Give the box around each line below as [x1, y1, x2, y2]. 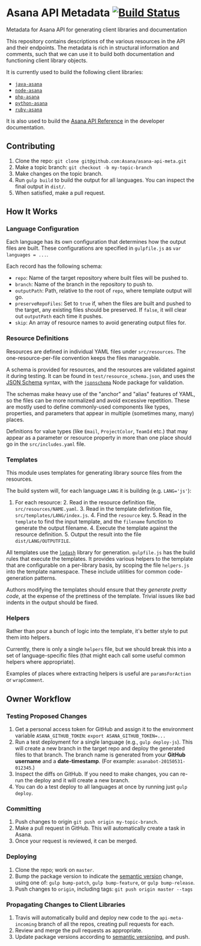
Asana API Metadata [6, 6, 110, 20]
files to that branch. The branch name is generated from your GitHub [14, 751, 186, 758]
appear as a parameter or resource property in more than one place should [6, 434, 192, 441]
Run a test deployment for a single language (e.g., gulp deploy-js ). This [14, 738, 193, 746]
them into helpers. [6, 634, 51, 641]
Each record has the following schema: [6, 262, 103, 270]
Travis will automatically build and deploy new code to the [14, 914, 158, 921]
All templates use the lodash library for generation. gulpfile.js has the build [6, 549, 196, 556]
